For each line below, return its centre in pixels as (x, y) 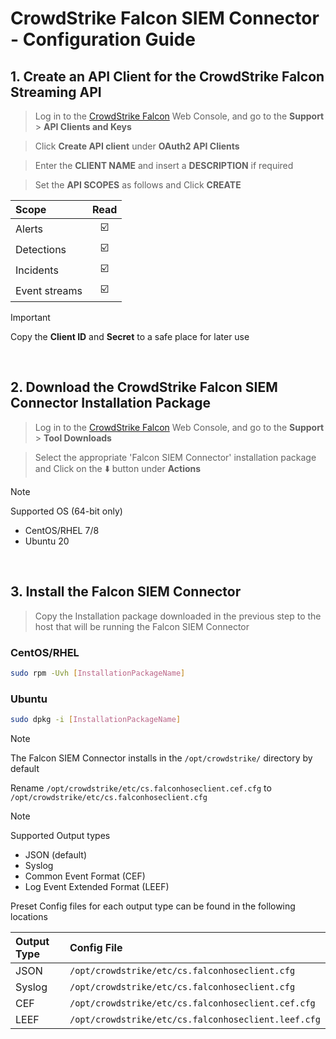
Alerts (29, 229)
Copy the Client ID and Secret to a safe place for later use (130, 336)
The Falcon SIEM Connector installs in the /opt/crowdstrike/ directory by (161, 758)
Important (30, 317)
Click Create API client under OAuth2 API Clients (137, 146)
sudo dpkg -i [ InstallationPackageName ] (96, 720)
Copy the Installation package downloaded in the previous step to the (178, 616)
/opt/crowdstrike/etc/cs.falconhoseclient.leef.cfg (195, 1019)
